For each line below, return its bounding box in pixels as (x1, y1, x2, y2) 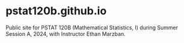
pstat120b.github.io (5, 4, 107, 18)
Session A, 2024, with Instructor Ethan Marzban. (5, 30, 126, 37)
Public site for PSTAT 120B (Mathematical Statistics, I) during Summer (5, 24, 179, 31)
